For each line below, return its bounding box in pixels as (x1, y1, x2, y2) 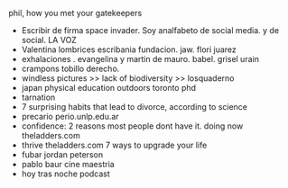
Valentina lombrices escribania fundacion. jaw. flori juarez (21, 44, 237, 55)
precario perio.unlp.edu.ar (21, 112, 119, 121)
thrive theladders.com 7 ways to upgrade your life (21, 139, 208, 150)
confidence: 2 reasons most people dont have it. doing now (21, 121, 244, 131)
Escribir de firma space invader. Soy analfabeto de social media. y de (21, 25, 280, 35)
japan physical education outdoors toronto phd (21, 83, 196, 93)
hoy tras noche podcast (21, 168, 110, 179)
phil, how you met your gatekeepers (8, 8, 143, 18)
